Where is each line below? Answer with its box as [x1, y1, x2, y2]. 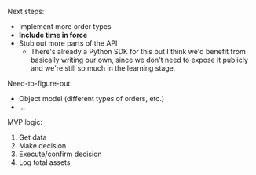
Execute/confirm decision [18, 149, 103, 159]
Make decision [18, 141, 67, 150]
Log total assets [18, 158, 71, 167]
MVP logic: [7, 118, 42, 126]
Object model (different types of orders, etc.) [18, 94, 165, 103]
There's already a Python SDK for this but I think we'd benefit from [30, 47, 247, 56]
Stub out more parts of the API [18, 38, 118, 48]
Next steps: [7, 7, 45, 16]
